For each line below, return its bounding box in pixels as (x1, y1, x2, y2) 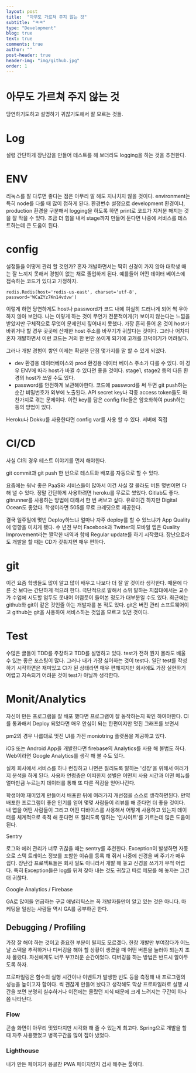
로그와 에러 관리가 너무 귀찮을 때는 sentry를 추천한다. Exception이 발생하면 (6, 844, 178, 851)
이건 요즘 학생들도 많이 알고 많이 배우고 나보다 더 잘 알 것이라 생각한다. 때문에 (6, 580, 183, 586)
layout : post (6, 8, 38, 15)
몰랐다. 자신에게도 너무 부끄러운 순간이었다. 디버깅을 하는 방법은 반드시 (12, 953, 173, 960)
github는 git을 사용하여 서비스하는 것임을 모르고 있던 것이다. (12, 609, 149, 615)
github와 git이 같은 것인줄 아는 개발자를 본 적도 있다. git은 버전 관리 (6, 601, 160, 608)
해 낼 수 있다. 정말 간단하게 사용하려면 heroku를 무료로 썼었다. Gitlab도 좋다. (6, 489, 180, 496)
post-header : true (6, 52, 51, 58)
